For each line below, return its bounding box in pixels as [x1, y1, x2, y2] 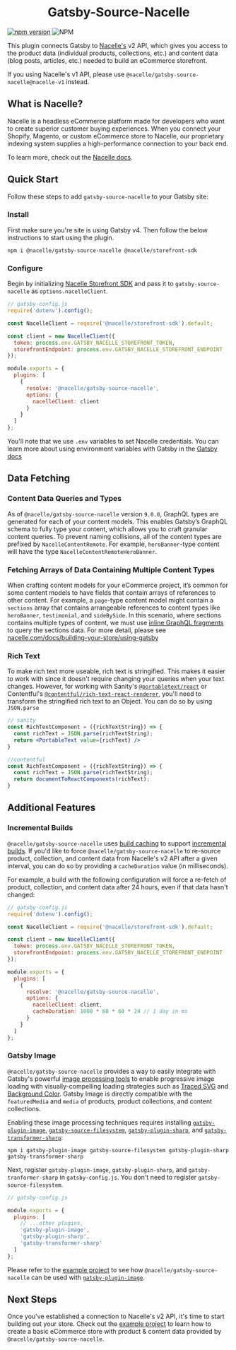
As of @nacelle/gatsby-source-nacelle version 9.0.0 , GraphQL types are [7, 509, 219, 518]
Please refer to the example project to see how [7, 1265, 143, 1274]
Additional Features [7, 802, 96, 814]
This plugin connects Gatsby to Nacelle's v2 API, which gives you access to [7, 41, 228, 49]
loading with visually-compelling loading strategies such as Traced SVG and [7, 1082, 229, 1090]
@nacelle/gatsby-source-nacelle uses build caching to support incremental [7, 839, 227, 848]
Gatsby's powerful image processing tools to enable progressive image [7, 1074, 215, 1083]
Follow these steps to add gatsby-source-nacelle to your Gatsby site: [7, 192, 208, 201]
